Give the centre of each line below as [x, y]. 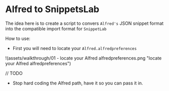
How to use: [18, 38]
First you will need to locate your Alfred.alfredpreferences [75, 48]
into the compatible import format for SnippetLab [56, 28]
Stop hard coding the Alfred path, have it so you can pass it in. [78, 83]
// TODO [14, 73]
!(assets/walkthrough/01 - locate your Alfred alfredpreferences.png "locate [83, 58]
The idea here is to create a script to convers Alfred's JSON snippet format [84, 23]
